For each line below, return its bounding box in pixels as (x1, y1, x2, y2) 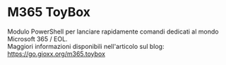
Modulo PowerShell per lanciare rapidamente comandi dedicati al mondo (7, 27, 219, 36)
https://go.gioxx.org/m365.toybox (7, 50, 106, 58)
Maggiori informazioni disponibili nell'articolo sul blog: (7, 42, 165, 50)
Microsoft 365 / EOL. (7, 34, 69, 43)
